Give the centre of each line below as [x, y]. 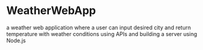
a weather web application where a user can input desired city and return [99, 27]
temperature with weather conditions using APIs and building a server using [102, 34]
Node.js [16, 40]
